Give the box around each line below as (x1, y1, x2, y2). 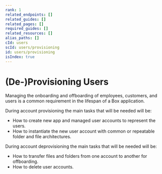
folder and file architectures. (12, 134, 71, 140)
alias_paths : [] (5, 36, 39, 41)
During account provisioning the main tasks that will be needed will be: (5, 108, 152, 114)
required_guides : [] (5, 26, 49, 31)
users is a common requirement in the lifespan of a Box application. (5, 98, 145, 104)
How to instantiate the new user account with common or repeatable (12, 128, 155, 134)
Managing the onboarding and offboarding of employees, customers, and (5, 93, 157, 99)
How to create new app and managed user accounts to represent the (12, 118, 156, 124)
